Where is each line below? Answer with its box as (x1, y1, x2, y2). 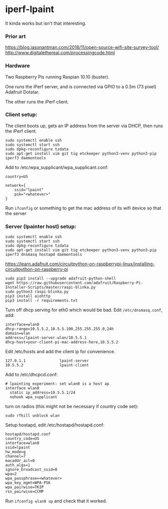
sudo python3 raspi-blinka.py (5, 289, 69, 295)
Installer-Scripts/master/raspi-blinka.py (5, 285, 96, 290)
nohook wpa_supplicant (10, 394, 58, 400)
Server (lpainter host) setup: (5, 223, 77, 230)
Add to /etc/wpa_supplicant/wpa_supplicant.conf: (5, 164, 108, 170)
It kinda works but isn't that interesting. (5, 20, 87, 26)
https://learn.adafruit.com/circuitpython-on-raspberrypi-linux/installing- (5, 261, 155, 267)
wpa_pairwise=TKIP (5, 485, 44, 490)
